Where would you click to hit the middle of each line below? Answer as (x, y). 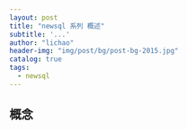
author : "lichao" (42, 43)
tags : (19, 68)
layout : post (34, 17)
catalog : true (36, 59)
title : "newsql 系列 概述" (57, 26)
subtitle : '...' (40, 34)
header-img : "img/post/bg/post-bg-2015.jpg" (94, 51)
